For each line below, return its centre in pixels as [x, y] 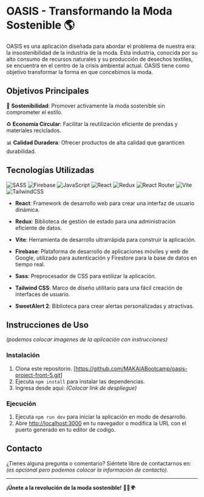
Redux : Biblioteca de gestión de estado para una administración [95, 221]
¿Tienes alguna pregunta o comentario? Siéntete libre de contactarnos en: [99, 463]
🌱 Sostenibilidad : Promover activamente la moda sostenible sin [86, 106]
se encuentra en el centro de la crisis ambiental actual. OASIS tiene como [98, 66]
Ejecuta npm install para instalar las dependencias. [80, 381]
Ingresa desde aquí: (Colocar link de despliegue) [76, 388]
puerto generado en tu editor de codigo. [65, 430]
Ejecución [21, 404]
